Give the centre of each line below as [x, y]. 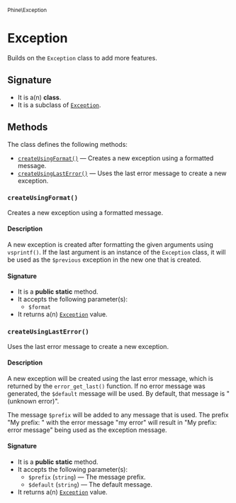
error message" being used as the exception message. [88, 430]
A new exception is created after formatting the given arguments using [111, 245]
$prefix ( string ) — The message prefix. [87, 477]
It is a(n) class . [39, 97]
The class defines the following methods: [67, 144]
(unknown [22, 401]
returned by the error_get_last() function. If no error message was [106, 386]
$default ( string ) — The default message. [90, 484]
